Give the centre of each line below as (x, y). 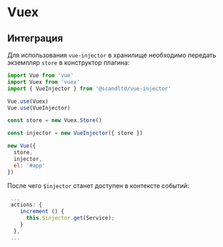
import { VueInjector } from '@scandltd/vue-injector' (89, 89)
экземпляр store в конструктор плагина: (69, 63)
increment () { (42, 212)
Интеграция (35, 38)
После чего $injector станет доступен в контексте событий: (98, 185)
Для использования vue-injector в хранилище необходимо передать (112, 55)
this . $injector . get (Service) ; (70, 218)
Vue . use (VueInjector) (39, 108)
